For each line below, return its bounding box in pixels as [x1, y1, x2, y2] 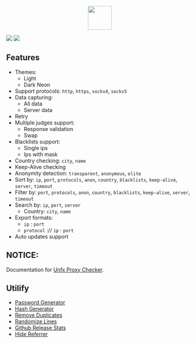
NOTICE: [6, 250, 39, 260]
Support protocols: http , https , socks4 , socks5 [14, 87, 127, 95]
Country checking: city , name [14, 157, 86, 164]
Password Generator [14, 299, 65, 306]
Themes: [14, 68, 37, 76]
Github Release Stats [14, 325, 67, 332]
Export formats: [14, 214, 53, 221]
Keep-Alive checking [14, 163, 67, 170]
